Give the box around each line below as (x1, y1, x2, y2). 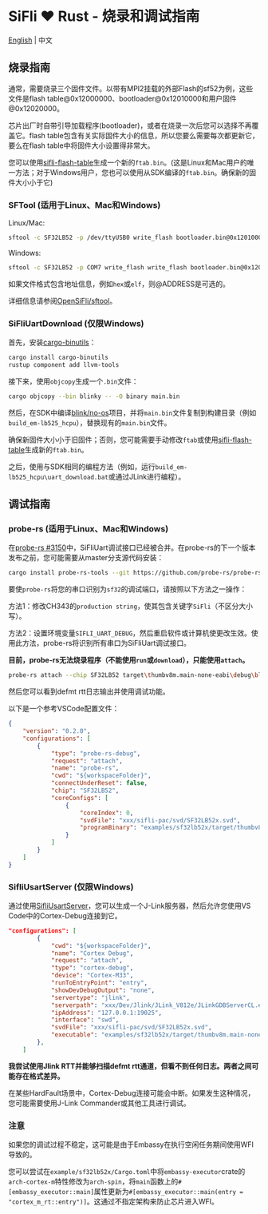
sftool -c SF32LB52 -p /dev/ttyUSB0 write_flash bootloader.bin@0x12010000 (8, 233, 266, 242)
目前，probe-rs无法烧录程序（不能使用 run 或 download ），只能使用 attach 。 (8, 655, 250, 665)
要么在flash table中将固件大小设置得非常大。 (8, 141, 155, 150)
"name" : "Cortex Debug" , (50, 949, 134, 957)
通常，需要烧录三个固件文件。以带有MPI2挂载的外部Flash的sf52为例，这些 (8, 83, 254, 93)
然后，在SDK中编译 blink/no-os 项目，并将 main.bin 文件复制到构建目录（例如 (8, 408, 257, 417)
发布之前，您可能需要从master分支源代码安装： (8, 553, 164, 563)
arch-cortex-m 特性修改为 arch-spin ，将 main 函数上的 (8, 1176, 179, 1187)
